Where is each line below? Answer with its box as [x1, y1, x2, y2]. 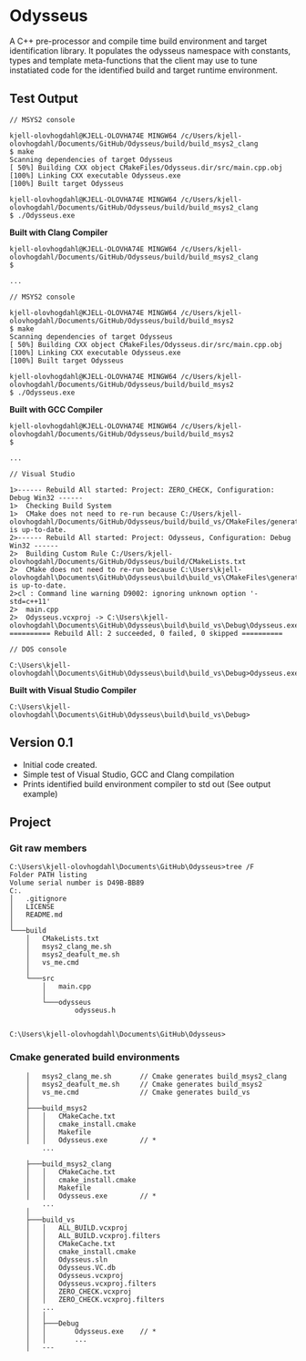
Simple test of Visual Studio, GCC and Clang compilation [22, 769, 235, 780]
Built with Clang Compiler [9, 227, 108, 238]
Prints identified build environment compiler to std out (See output [22, 778, 271, 789]
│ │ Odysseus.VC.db [25, 1263, 117, 1272]
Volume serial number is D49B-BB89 [9, 878, 145, 888]
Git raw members [9, 842, 87, 854]
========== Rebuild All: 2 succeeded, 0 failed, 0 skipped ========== [9, 629, 283, 638]
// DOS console [9, 644, 67, 654]
